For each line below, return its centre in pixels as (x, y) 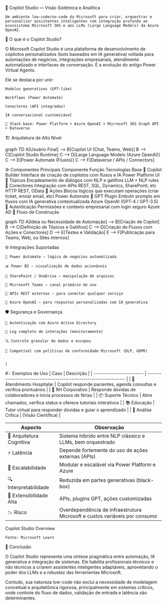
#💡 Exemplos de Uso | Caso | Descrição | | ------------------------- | (76, 373)
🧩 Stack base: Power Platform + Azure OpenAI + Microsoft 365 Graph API (82, 124)
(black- (145, 480)
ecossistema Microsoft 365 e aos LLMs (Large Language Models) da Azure (82, 25)
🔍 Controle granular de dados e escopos (48, 341)
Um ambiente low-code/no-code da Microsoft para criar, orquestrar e (79, 17)
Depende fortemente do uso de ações (104, 450)
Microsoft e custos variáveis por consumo (108, 516)
